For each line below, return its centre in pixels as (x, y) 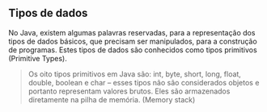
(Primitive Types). (38, 58)
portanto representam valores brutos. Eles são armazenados (129, 91)
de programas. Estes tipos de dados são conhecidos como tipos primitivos (133, 50)
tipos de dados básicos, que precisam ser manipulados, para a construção (133, 41)
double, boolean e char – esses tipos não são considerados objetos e (144, 82)
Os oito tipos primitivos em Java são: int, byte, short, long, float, (134, 74)
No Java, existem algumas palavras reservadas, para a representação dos (132, 32)
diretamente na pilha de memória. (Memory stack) (112, 99)
